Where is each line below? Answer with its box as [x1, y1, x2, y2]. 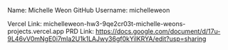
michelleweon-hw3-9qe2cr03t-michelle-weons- [43, 20, 186, 27]
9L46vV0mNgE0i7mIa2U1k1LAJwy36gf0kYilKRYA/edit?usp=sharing [7, 35, 207, 43]
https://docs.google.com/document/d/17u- [95, 27, 221, 35]
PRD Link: [65, 27, 95, 35]
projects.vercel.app [7, 27, 64, 35]
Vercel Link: [7, 20, 42, 27]
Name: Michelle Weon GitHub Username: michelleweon [7, 6, 170, 14]
